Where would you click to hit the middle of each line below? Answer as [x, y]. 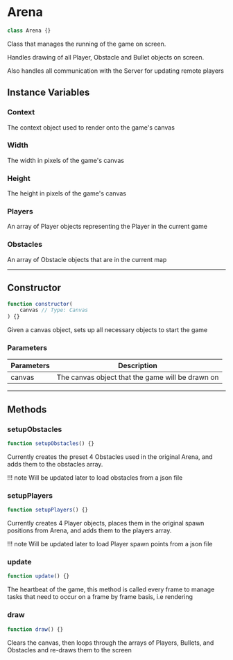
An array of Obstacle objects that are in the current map [87, 259]
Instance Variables [49, 93]
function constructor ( [40, 304]
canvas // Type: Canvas [54, 310]
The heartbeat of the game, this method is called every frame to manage [111, 589]
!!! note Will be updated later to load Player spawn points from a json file [110, 544]
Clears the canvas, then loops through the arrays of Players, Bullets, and [111, 643]
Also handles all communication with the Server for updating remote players [115, 71]
